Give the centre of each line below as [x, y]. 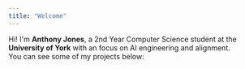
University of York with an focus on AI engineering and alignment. [119, 47]
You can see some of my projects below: [76, 56]
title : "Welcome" [38, 16]
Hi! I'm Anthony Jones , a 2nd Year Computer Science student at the [122, 39]
